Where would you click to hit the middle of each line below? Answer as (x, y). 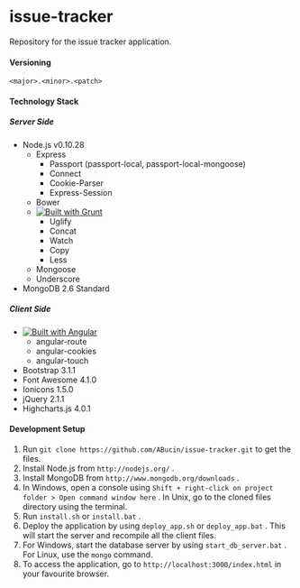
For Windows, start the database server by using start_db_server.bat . (154, 545)
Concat (63, 231)
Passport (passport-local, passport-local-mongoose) (147, 163)
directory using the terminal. (75, 506)
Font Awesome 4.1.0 (59, 380)
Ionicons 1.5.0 (48, 389)
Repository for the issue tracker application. (91, 41)
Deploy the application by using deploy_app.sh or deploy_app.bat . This (154, 526)
